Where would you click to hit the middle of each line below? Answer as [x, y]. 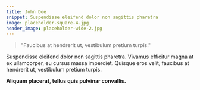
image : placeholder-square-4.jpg [48, 23]
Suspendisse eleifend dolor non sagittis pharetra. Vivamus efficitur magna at [100, 57]
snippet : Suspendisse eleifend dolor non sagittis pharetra [82, 17]
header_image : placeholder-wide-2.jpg [54, 28]
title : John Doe [26, 12]
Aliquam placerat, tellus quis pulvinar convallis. [66, 81]
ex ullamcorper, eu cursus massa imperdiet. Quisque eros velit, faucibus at [98, 63]
